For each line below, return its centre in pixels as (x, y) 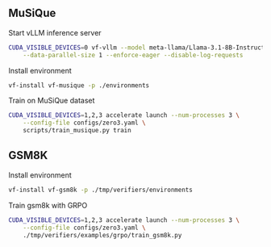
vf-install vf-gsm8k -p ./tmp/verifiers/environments (101, 190)
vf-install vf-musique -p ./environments (79, 85)
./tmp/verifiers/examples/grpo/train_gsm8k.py (102, 235)
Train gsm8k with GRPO (48, 205)
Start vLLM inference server (55, 32)
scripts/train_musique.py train (77, 131)
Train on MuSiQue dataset (52, 101)
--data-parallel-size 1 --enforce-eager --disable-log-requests (133, 55)
